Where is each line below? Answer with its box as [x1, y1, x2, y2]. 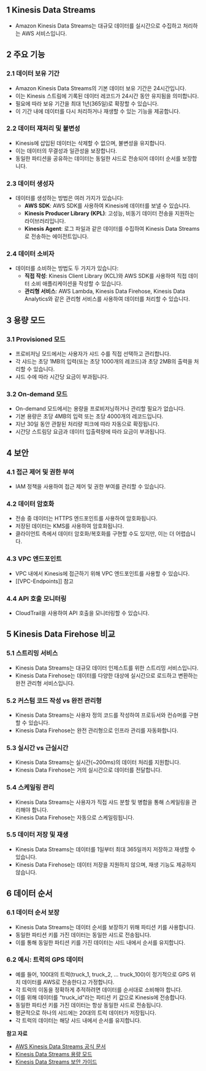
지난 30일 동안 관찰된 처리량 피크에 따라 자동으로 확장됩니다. [15, 420, 159, 428]
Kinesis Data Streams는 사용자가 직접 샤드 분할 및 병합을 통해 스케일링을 [15, 798, 191, 806]
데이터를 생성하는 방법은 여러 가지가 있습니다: [15, 195, 124, 202]
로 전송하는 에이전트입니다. [24, 233, 89, 240]
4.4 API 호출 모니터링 [6, 594, 67, 603]
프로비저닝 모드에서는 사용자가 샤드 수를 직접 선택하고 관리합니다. [15, 350, 171, 358]
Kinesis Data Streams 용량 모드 [15, 1050, 93, 1057]
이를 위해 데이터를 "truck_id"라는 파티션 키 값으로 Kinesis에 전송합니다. [15, 994, 186, 1001]
